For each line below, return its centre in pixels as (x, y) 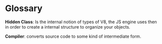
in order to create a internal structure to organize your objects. (68, 27)
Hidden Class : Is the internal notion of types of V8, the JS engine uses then (81, 22)
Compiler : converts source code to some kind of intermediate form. (73, 36)
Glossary (24, 8)
